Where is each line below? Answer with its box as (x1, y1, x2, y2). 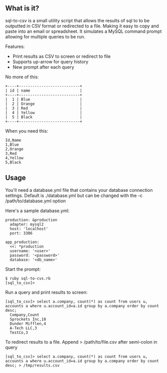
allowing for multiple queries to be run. (5, 33, 86, 39)
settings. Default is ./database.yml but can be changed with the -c (5, 192, 143, 198)
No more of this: (5, 73, 39, 80)
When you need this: (5, 128, 48, 134)
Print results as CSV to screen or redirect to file (12, 53, 111, 59)
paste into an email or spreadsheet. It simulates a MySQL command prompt (5, 28, 162, 34)
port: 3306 (10, 230, 33, 236)
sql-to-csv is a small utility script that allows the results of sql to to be (5, 17, 150, 23)
